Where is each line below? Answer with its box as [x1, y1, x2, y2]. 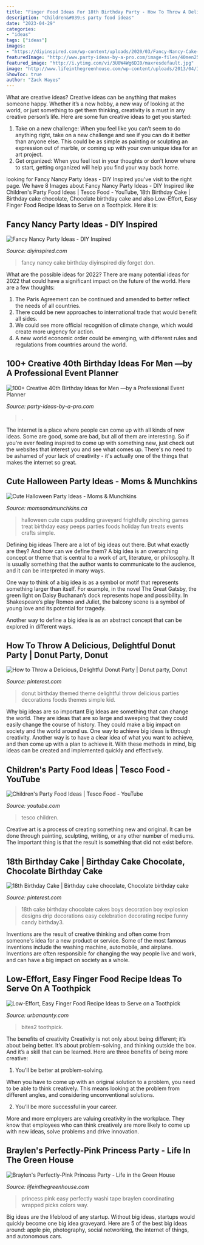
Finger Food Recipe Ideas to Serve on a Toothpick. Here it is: [6, 202, 158, 209]
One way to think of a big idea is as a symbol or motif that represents [6, 579, 179, 586]
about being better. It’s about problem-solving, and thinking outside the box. [6, 1041, 196, 1049]
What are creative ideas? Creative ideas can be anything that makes [6, 94, 177, 101]
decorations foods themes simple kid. [21, 696, 116, 704]
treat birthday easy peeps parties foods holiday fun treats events [21, 523, 184, 530]
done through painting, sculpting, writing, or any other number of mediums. [6, 832, 195, 840]
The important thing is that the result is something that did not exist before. [6, 839, 194, 846]
